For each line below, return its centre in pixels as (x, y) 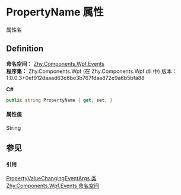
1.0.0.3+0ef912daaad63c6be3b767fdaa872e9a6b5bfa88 (75, 78)
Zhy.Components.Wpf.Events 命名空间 (53, 186)
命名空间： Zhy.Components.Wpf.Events (55, 63)
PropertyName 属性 (55, 12)
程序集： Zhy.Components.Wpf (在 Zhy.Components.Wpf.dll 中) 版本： (92, 71)
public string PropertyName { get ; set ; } (59, 100)
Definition (25, 49)
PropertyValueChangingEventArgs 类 (51, 178)
